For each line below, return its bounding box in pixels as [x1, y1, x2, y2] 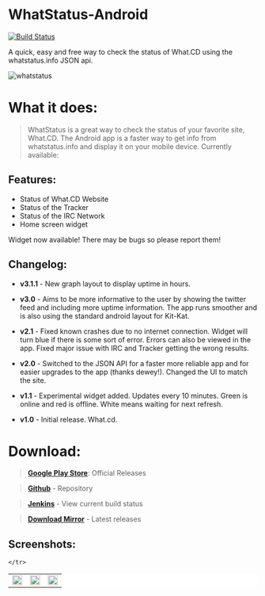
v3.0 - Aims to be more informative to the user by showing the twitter [19, 294, 247, 304]
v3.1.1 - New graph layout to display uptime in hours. [19, 279, 191, 288]
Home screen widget [19, 220, 89, 229]
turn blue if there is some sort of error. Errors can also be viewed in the [19, 334, 252, 344]
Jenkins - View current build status [27, 499, 144, 509]
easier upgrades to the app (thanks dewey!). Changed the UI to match [19, 367, 248, 376]
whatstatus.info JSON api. [8, 55, 93, 65]
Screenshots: [8, 537, 77, 551]
